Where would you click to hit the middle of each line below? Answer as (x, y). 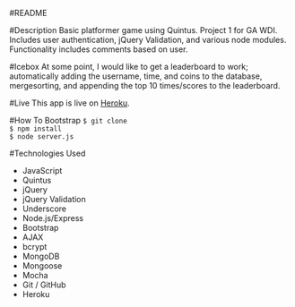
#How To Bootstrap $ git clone (68, 120)
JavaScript (42, 171)
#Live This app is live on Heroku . (69, 103)
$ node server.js (42, 137)
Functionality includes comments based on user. (99, 49)
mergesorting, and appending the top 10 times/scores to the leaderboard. (145, 85)
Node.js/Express (52, 218)
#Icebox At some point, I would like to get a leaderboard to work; (129, 67)
